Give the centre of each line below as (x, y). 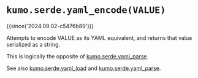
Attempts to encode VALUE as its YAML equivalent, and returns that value (99, 37)
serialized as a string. (33, 44)
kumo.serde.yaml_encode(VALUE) (86, 10)
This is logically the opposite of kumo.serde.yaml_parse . (78, 56)
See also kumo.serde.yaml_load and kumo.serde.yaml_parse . (84, 68)
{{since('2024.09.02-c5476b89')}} (50, 26)
